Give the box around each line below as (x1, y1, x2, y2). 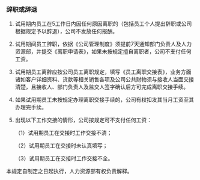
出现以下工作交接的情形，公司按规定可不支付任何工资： (14, 116, 152, 124)
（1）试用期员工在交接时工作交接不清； (14, 129, 112, 137)
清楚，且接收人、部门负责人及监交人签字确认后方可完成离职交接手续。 (14, 83, 189, 91)
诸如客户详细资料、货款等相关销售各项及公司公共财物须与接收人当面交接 (14, 76, 194, 83)
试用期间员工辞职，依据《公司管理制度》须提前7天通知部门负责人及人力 (14, 40, 192, 48)
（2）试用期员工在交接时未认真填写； (14, 142, 108, 149)
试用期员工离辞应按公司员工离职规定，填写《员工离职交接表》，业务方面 (14, 68, 192, 76)
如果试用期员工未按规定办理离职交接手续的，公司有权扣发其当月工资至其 (14, 96, 194, 104)
